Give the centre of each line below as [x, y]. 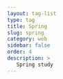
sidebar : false [29, 45]
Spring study [35, 65]
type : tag [21, 20]
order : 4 [20, 52]
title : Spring [27, 26]
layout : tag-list [32, 13]
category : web [27, 39]
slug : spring [26, 33]
